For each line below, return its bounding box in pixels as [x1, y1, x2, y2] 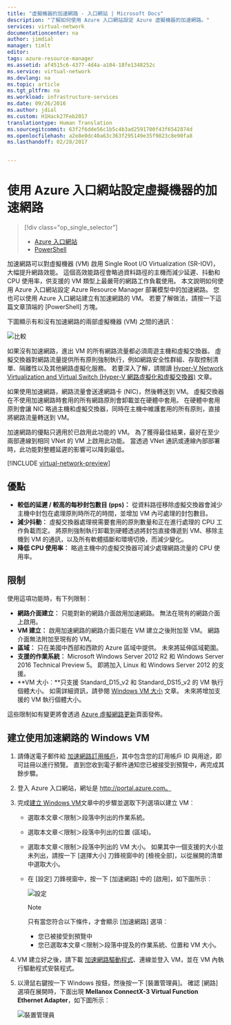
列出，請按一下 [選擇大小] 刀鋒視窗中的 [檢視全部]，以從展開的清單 [33, 851, 223, 859]
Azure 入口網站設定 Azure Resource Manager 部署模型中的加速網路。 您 [14, 285, 220, 294]
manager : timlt [7, 42, 51, 49]
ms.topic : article [7, 81, 60, 88]
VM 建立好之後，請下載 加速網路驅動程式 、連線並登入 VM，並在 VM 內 [17, 955, 219, 963]
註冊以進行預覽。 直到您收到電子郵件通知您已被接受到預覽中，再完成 [23, 760, 219, 769]
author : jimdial [7, 36, 54, 43]
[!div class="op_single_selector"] [23, 223, 119, 232]
